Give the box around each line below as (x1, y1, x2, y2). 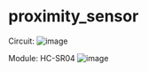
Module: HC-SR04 (8, 52, 76, 63)
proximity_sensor (8, 6, 139, 27)
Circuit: (8, 36, 35, 46)
